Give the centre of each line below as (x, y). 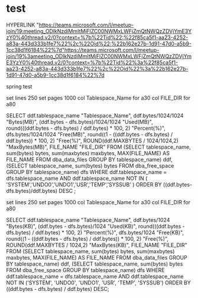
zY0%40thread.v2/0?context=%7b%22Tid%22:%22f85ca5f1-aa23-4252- (97, 37)
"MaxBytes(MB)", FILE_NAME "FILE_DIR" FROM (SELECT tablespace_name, (98, 147)
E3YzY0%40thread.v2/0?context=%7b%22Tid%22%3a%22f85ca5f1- (92, 62)
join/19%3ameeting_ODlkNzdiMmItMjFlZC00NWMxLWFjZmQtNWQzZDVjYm (99, 56)
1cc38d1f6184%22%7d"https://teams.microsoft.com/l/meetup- (83, 50)
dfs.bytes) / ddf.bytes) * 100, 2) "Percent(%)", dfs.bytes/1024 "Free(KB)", (95, 232)
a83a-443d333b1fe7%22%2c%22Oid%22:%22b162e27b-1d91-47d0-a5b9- (99, 44)
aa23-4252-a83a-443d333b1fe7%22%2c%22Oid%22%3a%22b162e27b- (97, 68)
